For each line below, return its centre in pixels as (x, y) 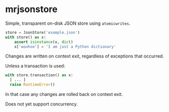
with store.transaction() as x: (39, 75)
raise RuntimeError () (33, 85)
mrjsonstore (32, 9)
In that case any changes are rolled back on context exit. (64, 94)
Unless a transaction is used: (35, 66)
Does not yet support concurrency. (42, 104)
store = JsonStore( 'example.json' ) (43, 32)
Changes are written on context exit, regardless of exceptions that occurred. (84, 56)
